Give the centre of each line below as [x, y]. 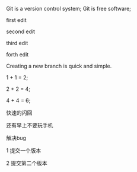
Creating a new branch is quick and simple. [59, 66]
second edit [21, 31]
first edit [16, 20]
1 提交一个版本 [24, 150]
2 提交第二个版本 [27, 163]
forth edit [17, 55]
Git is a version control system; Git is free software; [69, 9]
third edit [17, 43]
